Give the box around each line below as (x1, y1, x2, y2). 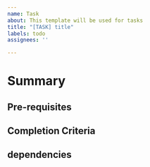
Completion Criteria (7, 125, 96, 137)
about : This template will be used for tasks (7, 17, 143, 24)
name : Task (7, 10, 39, 18)
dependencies (7, 149, 72, 161)
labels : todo (7, 30, 46, 37)
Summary (7, 73, 65, 89)
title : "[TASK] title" (7, 23, 74, 30)
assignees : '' (7, 37, 49, 44)
